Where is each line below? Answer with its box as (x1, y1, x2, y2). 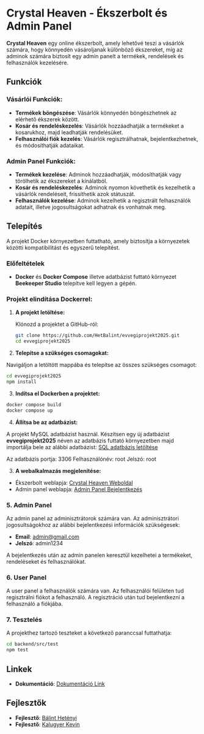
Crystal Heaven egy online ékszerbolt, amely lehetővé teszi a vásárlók (6, 39, 184, 47)
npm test (6, 647, 29, 653)
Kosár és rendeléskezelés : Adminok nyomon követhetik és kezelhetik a (15, 184, 195, 191)
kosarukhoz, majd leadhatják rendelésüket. (15, 129, 123, 136)
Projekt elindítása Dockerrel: (6, 295, 93, 303)
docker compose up (6, 407, 53, 414)
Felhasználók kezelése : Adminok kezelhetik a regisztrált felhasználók (15, 197, 191, 204)
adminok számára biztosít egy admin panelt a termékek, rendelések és (6, 52, 184, 59)
